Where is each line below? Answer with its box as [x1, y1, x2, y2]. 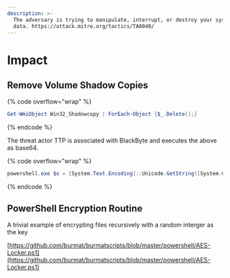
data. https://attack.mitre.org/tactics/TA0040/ [13, 23, 155, 29]
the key [7, 227, 29, 236]
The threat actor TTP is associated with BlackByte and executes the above [7, 136, 217, 144]
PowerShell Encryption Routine [7, 203, 143, 214]
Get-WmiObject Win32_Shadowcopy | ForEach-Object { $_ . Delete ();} [7, 111, 197, 118]
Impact [7, 52, 48, 68]
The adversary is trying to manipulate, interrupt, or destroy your [13, 16, 213, 23]
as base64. [7, 144, 39, 152]
